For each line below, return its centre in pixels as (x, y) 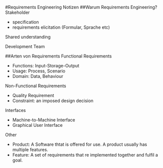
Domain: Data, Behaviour (38, 76)
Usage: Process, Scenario (39, 71)
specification (26, 22)
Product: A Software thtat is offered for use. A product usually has (80, 144)
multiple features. (30, 150)
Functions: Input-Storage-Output (46, 66)
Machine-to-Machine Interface (44, 120)
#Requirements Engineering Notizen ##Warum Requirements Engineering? (81, 7)
